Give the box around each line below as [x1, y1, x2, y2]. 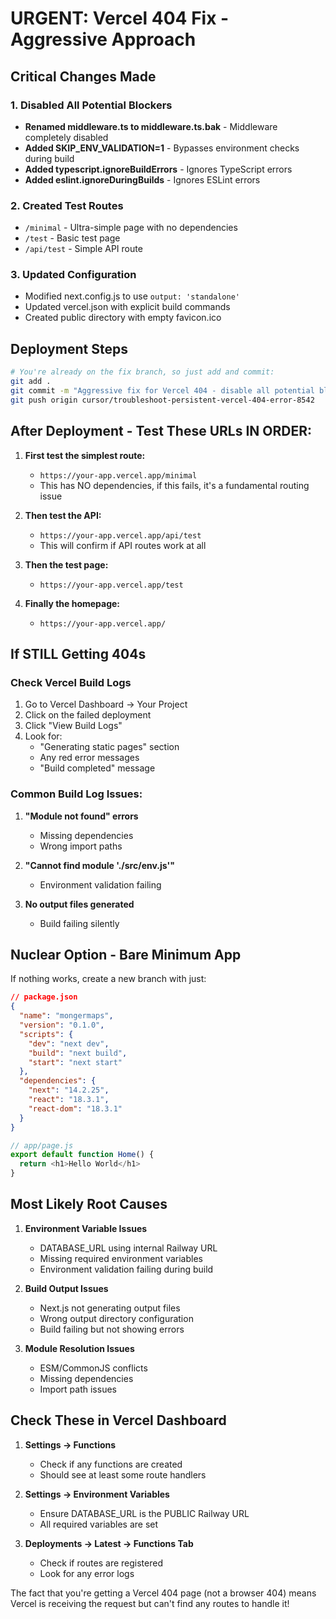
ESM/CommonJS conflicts [39, 1362, 148, 1374]
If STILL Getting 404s [10, 645, 147, 662]
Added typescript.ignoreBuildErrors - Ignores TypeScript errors [24, 163, 293, 175]
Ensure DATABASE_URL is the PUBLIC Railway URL [39, 1507, 250, 1519]
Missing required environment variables [39, 1252, 203, 1264]
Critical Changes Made [10, 68, 157, 85]
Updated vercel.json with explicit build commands [24, 301, 231, 313]
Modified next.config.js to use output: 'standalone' [24, 290, 240, 302]
